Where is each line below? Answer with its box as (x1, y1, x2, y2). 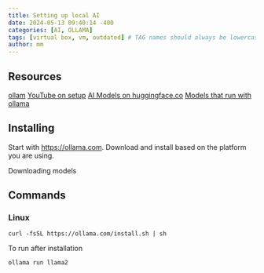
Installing (8, 122, 55, 135)
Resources (8, 70, 62, 83)
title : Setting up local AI (8, 11, 101, 20)
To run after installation (8, 244, 83, 253)
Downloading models (8, 166, 77, 175)
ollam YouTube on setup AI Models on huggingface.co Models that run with (8, 90, 252, 100)
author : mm (8, 41, 44, 49)
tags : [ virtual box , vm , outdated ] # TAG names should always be (8, 33, 226, 42)
